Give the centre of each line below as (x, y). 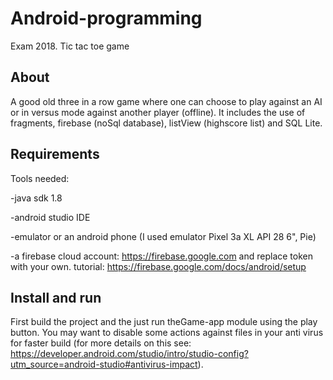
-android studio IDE (50, 217)
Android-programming (106, 18)
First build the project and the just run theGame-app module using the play (164, 322)
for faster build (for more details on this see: (101, 343)
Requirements (55, 154)
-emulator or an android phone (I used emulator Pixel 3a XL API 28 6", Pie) (163, 236)
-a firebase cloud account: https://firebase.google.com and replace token (161, 256)
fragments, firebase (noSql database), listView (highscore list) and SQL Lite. (166, 123)
